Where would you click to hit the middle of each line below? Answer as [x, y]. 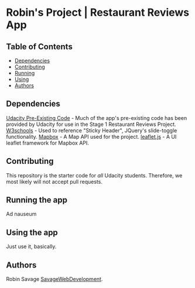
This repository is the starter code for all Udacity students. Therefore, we [94, 175]
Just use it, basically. [31, 246]
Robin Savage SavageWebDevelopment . [54, 279]
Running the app [37, 200]
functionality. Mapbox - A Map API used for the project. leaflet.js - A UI [91, 136]
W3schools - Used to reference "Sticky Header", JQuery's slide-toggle [92, 130]
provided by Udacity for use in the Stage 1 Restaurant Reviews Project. [91, 124]
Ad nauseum [21, 214]
